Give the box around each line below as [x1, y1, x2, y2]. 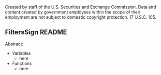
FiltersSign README [5, 28, 67, 37]
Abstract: [5, 41, 23, 47]
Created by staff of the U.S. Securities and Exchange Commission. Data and [5, 4, 156, 10]
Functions [12, 60, 32, 66]
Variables [12, 50, 31, 56]
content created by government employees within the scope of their [5, 9, 141, 15]
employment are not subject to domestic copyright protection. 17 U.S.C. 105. [5, 14, 157, 20]
